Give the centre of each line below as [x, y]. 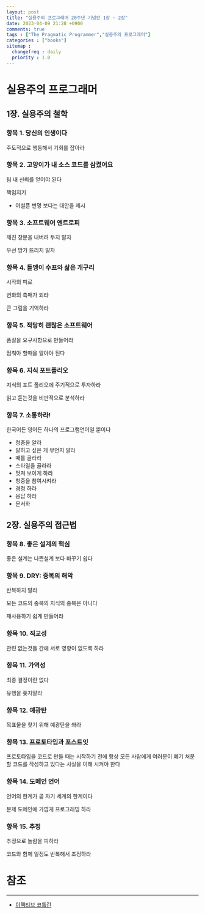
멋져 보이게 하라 [34, 473]
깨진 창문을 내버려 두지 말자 [39, 237]
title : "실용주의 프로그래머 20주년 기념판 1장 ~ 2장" [67, 18]
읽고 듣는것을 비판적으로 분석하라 [46, 398]
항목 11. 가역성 [26, 666]
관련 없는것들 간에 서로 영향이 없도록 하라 [55, 648]
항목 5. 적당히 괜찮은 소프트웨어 [49, 325]
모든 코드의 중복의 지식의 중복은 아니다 [52, 603]
